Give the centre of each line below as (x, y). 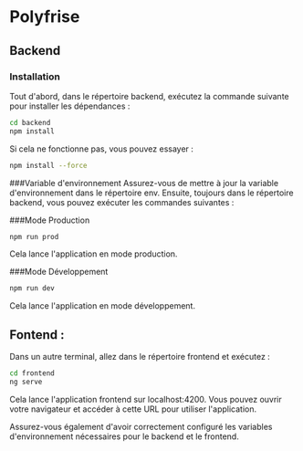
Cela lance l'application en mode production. (94, 254)
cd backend (30, 122)
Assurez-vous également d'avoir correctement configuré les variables (141, 426)
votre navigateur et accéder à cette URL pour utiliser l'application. (133, 409)
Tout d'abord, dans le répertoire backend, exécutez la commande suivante (149, 96)
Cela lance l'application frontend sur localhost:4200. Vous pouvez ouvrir (146, 399)
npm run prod (34, 236)
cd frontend (32, 373)
